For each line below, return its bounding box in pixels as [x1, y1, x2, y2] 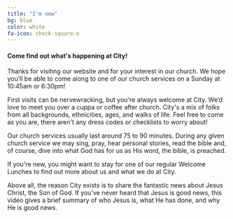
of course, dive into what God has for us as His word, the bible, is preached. [7, 147, 227, 155]
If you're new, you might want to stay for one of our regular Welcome [7, 160, 206, 168]
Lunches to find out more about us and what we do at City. [7, 168, 176, 176]
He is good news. [7, 204, 58, 212]
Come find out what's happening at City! [7, 51, 128, 60]
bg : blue [7, 17, 33, 24]
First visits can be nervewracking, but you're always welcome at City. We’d [7, 95, 223, 104]
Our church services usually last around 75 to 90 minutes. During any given [7, 131, 225, 140]
